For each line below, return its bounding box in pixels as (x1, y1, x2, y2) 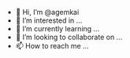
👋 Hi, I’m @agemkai (15, 8, 80, 16)
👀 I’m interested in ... (15, 16, 83, 25)
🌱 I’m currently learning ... (15, 24, 100, 33)
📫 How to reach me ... (15, 42, 89, 50)
